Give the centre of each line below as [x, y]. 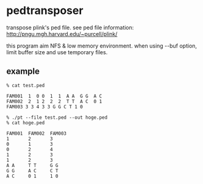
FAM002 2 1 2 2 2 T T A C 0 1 [54, 101]
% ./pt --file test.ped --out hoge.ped [57, 117]
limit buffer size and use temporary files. [57, 52]
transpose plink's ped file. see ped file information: [70, 27]
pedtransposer [45, 11]
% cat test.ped [26, 85]
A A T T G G [33, 165]
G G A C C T [33, 171]
